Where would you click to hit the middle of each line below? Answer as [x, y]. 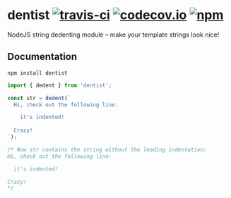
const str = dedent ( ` [39, 98]
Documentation [42, 57]
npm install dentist [38, 73]
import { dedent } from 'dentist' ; [60, 85]
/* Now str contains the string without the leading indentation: [107, 149]
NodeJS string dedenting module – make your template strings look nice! [113, 35]
